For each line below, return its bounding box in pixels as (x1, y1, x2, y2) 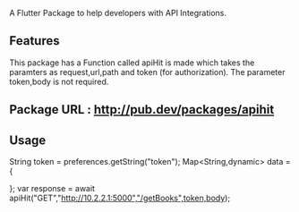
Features (9, 33, 60, 48)
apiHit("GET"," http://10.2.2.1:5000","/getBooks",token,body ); (9, 192, 231, 204)
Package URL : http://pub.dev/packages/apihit (9, 102, 275, 117)
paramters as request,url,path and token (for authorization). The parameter (9, 66, 286, 77)
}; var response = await (9, 183, 96, 194)
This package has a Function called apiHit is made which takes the (9, 57, 255, 68)
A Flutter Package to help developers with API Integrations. (9, 8, 226, 18)
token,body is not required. (9, 76, 109, 87)
